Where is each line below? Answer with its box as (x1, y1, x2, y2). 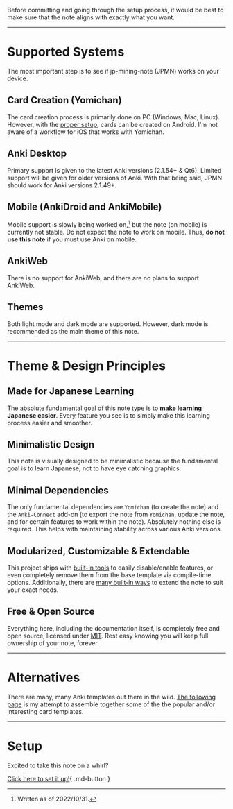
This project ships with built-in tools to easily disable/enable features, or (7, 563, 214, 572)
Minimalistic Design (7, 438, 95, 450)
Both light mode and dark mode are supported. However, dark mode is (7, 319, 209, 328)
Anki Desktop (7, 148, 67, 160)
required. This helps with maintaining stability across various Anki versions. (7, 525, 223, 534)
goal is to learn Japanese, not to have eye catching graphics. (7, 464, 182, 472)
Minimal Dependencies (7, 484, 109, 496)
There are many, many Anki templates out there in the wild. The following (7, 692, 216, 701)
